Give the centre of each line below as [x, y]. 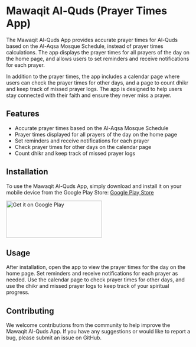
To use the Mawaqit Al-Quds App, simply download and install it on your [94, 186]
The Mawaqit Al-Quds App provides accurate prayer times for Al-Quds [92, 40]
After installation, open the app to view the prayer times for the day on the [96, 267]
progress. [18, 292]
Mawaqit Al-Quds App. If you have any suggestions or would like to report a [98, 332]
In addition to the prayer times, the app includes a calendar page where [93, 76]
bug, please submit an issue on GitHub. [54, 338]
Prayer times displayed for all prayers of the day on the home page [96, 134]
